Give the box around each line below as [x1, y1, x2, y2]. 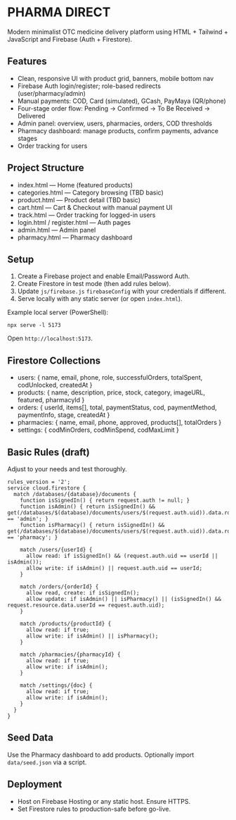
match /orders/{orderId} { [20, 583, 99, 590]
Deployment [7, 778, 63, 790]
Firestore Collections [7, 354, 100, 366]
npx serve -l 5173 [7, 322, 61, 329]
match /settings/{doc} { [20, 682, 93, 689]
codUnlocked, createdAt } [17, 381, 93, 390]
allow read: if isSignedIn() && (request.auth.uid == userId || [25, 552, 218, 559]
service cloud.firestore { [7, 485, 86, 492]
